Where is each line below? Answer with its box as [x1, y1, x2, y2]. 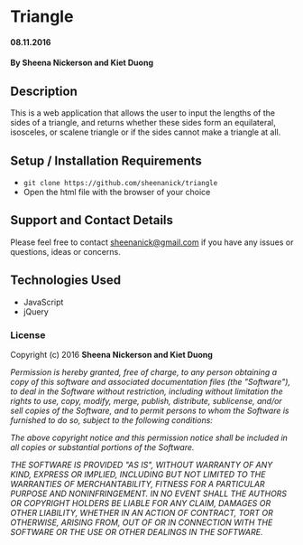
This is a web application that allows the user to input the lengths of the [10, 108, 276, 118]
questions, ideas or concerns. [10, 246, 121, 257]
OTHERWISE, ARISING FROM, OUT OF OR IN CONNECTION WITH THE [10, 517, 273, 528]
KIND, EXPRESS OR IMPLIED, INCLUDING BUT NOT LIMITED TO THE [10, 468, 266, 480]
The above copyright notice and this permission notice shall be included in [10, 432, 288, 443]
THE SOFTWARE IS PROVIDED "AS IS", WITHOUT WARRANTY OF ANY [10, 459, 273, 470]
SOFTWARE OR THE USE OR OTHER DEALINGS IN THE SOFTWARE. [10, 526, 263, 537]
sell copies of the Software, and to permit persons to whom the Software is [10, 405, 289, 416]
